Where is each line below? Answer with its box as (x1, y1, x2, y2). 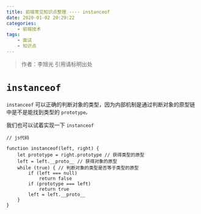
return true (38, 186, 69, 192)
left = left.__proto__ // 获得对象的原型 (17, 158, 118, 165)
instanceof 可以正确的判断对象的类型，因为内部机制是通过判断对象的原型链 (6, 101, 196, 108)
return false (38, 175, 72, 182)
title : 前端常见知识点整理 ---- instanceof (6, 9, 110, 15)
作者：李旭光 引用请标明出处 (21, 60, 93, 68)
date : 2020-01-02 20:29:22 (6, 15, 75, 21)
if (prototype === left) (28, 180, 91, 187)
